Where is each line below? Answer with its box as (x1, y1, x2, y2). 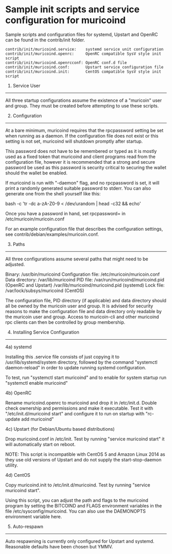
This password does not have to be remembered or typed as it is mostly (5, 148, 157, 154)
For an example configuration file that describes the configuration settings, (5, 226, 163, 232)
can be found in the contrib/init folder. (5, 37, 85, 43)
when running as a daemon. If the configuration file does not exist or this (5, 132, 159, 139)
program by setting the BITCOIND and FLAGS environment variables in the (5, 502, 162, 508)
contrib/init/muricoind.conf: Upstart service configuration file (5, 64, 164, 70)
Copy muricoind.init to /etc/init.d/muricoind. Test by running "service (5, 482, 150, 488)
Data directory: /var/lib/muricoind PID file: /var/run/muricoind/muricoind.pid (5, 276, 165, 282)
